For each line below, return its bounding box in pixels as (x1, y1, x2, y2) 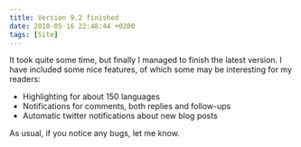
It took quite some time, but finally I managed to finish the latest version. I (9, 55, 283, 66)
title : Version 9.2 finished (9, 13, 119, 23)
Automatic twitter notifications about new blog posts (22, 110, 219, 122)
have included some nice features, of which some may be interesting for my (9, 64, 292, 75)
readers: (9, 74, 41, 85)
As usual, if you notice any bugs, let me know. (9, 128, 181, 139)
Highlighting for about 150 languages (22, 91, 161, 102)
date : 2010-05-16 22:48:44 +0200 (9, 22, 136, 31)
